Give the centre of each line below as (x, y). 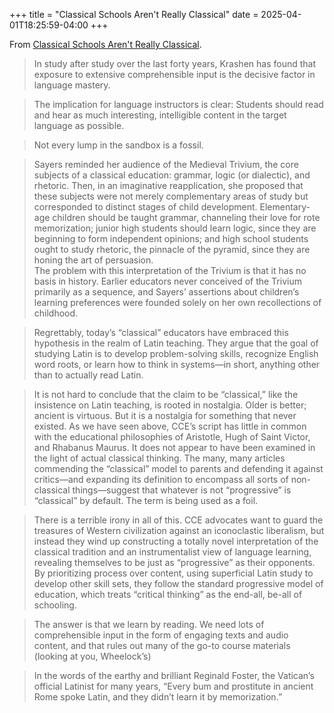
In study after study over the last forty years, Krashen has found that (175, 63)
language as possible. (79, 125)
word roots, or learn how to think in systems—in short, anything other (177, 364)
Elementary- (285, 207)
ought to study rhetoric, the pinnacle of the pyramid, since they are (172, 249)
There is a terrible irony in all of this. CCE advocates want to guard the (178, 520)
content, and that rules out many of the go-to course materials (162, 645)
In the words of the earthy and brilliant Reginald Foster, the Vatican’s (174, 675)
